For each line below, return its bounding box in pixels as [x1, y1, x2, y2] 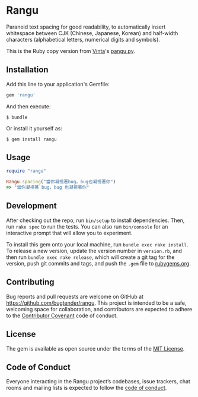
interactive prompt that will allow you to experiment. [6, 229, 133, 236]
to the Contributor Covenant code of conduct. [6, 312, 118, 319]
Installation [6, 65, 49, 75]
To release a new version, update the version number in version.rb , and [6, 247, 183, 254]
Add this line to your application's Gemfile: [6, 80, 110, 87]
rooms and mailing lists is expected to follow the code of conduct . [6, 385, 167, 392]
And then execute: [6, 102, 51, 110]
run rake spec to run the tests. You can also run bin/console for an [6, 223, 168, 230]
